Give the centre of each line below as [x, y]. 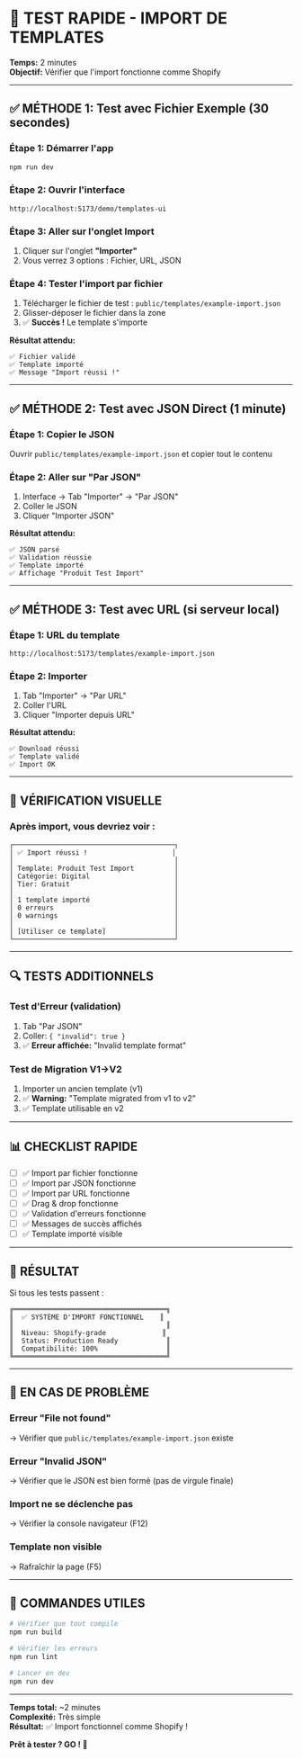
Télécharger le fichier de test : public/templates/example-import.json [151, 303]
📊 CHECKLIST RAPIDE [73, 1147]
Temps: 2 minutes [43, 62]
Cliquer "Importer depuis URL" [78, 715]
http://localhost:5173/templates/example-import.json [112, 654]
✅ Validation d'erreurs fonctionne [84, 1214]
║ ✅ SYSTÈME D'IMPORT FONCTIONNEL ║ [87, 1317]
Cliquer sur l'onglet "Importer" [80, 251]
